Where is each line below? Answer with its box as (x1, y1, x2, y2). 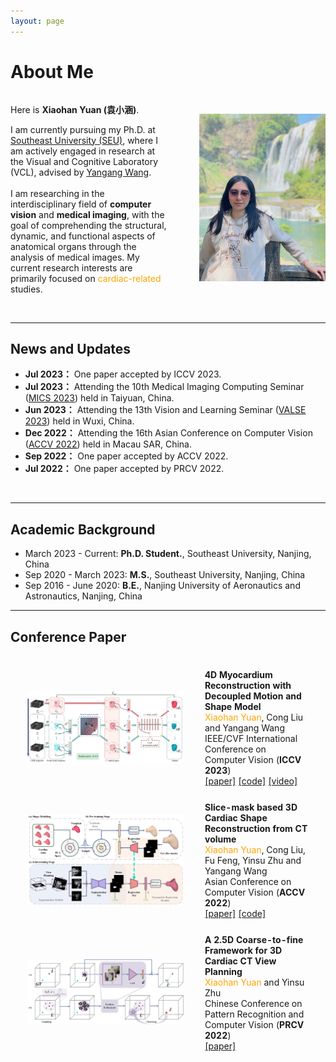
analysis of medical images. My (10, 251, 140, 263)
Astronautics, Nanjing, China (24, 590, 143, 602)
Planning (204, 966, 243, 978)
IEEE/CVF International (204, 732, 298, 744)
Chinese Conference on (204, 998, 303, 1010)
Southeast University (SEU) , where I (10, 134, 158, 146)
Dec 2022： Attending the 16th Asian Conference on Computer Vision (24, 427, 313, 439)
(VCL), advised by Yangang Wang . (10, 166, 152, 178)
